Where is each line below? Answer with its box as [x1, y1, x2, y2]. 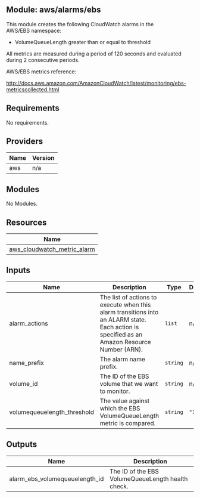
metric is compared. [99, 419, 156, 427]
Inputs [6, 265, 31, 276]
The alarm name [99, 355, 146, 363]
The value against [99, 397, 150, 405]
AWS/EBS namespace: [6, 27, 61, 34]
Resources [6, 217, 47, 227]
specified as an [99, 330, 143, 339]
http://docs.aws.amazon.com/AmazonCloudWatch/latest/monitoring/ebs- [6, 79, 186, 86]
